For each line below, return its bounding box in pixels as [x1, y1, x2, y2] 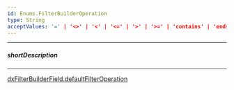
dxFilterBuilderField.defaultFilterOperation [7, 75, 128, 83]
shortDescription [7, 51, 58, 59]
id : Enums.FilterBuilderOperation [7, 10, 108, 17]
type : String [7, 17, 45, 24]
